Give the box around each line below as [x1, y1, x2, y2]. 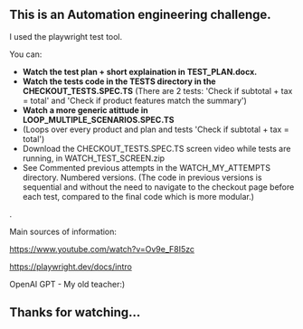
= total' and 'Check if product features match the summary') [22, 95, 247, 106]
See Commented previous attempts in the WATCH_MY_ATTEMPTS [22, 162, 271, 173]
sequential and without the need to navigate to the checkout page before [22, 181, 295, 193]
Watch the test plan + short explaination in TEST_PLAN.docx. [22, 66, 258, 77]
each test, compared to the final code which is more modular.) [22, 191, 255, 202]
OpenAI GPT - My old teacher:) [9, 278, 126, 289]
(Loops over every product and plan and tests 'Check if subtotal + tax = [22, 124, 289, 135]
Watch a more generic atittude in [22, 104, 148, 116]
